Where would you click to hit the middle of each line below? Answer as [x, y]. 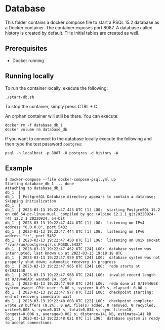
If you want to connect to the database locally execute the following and [79, 138]
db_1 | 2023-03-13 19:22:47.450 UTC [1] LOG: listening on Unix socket [83, 240]
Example [19, 168]
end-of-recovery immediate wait [38, 297]
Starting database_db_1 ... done [40, 184]
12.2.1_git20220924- [134, 214]
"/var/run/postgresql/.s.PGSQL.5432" [44, 245]
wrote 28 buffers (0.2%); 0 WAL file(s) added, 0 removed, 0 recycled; [80, 306]
